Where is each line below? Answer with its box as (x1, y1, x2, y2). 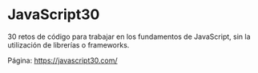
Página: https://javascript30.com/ (7, 56, 118, 65)
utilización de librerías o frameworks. (7, 40, 130, 49)
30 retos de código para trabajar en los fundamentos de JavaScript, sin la (7, 32, 251, 41)
